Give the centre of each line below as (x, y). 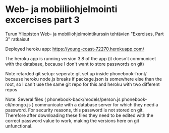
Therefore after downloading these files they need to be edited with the (79, 115)
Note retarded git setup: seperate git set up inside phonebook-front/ (76, 73)
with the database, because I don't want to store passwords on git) (75, 64)
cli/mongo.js (18, 104)
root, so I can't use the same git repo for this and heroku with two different (82, 84)
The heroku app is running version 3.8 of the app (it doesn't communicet (81, 58)
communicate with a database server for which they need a (96, 104)
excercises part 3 (42, 20)
